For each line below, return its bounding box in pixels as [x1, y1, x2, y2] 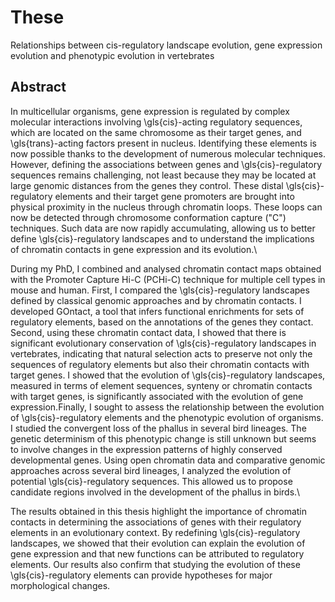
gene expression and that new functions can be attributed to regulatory [10, 547, 305, 560]
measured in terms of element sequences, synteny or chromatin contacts [10, 379, 313, 391]
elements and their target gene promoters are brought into [54, 190, 295, 202]
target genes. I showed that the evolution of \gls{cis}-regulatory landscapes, [10, 369, 326, 381]
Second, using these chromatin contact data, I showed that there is [10, 326, 287, 338]
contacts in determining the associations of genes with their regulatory [10, 516, 302, 528]
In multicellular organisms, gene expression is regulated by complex [10, 105, 290, 117]
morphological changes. [10, 579, 111, 591]
